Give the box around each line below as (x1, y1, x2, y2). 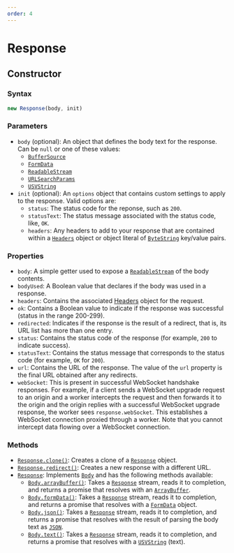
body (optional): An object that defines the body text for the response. (17, 137, 218, 145)
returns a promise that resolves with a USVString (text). (27, 538, 186, 546)
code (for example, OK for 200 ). (17, 355, 105, 364)
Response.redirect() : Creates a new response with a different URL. (17, 464, 212, 472)
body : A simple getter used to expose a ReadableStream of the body (17, 267, 210, 275)
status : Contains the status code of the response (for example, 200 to (17, 333, 218, 342)
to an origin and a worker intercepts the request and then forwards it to (17, 392, 222, 401)
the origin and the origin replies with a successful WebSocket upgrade (17, 400, 220, 408)
